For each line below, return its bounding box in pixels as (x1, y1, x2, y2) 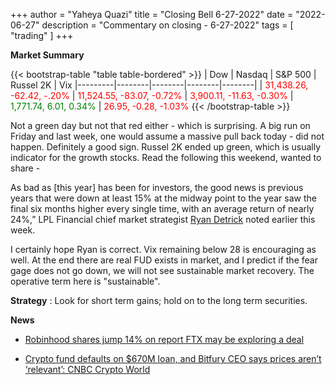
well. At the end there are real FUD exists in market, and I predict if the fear (10, 254, 318, 266)
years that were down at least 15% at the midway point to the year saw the (10, 192, 317, 204)
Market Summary (10, 49, 85, 61)
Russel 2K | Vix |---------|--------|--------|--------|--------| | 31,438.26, (10, 79, 309, 91)
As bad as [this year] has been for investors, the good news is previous (10, 182, 304, 193)
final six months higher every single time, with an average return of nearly (10, 203, 315, 214)
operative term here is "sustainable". (10, 275, 161, 287)
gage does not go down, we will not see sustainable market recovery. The (10, 265, 315, 276)
